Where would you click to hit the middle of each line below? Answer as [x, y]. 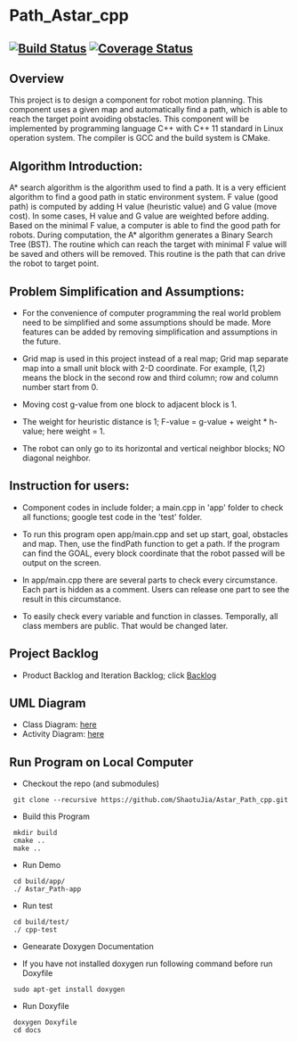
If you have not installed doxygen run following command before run [147, 963]
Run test [37, 906]
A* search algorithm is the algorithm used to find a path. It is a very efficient [148, 187]
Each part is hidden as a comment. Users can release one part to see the [156, 589]
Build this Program [56, 816]
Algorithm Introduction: [76, 166]
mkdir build [35, 833]
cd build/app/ [39, 881]
